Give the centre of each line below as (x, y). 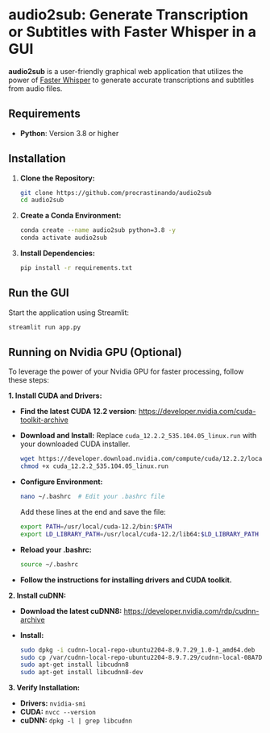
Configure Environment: (61, 482)
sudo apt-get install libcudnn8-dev (81, 673)
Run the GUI (39, 293)
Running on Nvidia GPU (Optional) (96, 352)
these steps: (29, 380)
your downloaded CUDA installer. (75, 444)
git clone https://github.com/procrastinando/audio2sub (116, 193)
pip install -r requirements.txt (76, 268)
